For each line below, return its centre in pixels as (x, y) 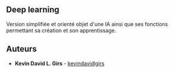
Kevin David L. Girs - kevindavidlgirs (60, 63)
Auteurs (22, 49)
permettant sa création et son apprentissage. (61, 30)
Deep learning (33, 10)
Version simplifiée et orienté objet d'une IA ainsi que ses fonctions (87, 24)
